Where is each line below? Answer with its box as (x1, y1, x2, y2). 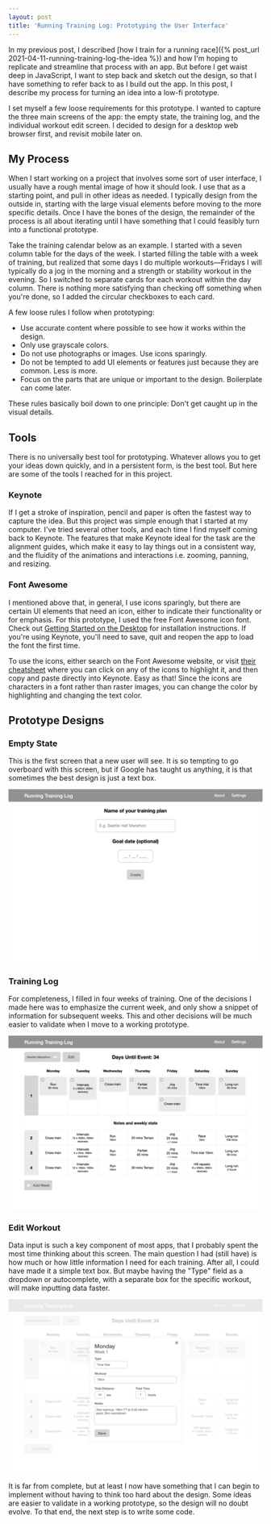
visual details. (8, 407, 54, 417)
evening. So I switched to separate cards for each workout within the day (8, 275, 252, 285)
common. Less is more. (19, 366, 98, 376)
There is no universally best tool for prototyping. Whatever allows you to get (8, 452, 261, 462)
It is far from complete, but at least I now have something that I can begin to (8, 1480, 260, 1491)
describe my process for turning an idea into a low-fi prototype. (8, 87, 220, 97)
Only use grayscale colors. (19, 340, 109, 350)
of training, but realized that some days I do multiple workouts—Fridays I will (8, 258, 262, 268)
